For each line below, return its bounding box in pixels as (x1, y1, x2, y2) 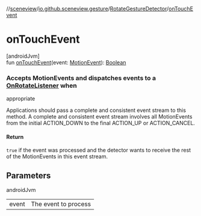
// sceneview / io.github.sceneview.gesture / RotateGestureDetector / (6, 5, 169, 12)
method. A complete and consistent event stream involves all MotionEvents (6, 113, 193, 120)
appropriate (6, 95, 36, 102)
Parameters (6, 170, 51, 181)
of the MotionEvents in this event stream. (6, 153, 108, 160)
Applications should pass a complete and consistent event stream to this (6, 106, 187, 114)
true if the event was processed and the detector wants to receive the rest (6, 147, 191, 154)
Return (6, 133, 24, 140)
